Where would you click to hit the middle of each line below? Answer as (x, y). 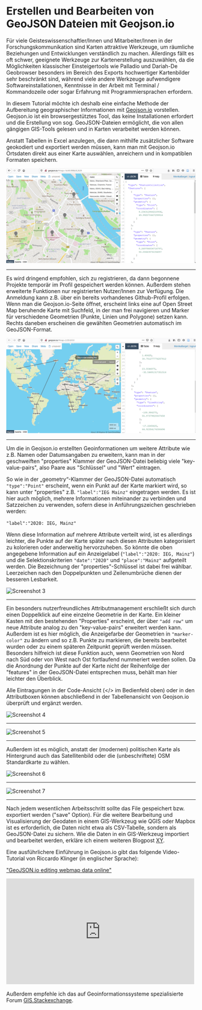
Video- (171, 852)
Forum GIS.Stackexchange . (40, 1000)
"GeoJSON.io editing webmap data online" (59, 870)
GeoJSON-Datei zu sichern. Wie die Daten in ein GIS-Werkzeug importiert (98, 834)
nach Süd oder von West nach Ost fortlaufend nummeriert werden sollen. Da (101, 659)
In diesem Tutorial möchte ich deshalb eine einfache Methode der (87, 103)
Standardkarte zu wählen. (38, 762)
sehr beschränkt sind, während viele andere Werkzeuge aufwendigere (93, 79)
